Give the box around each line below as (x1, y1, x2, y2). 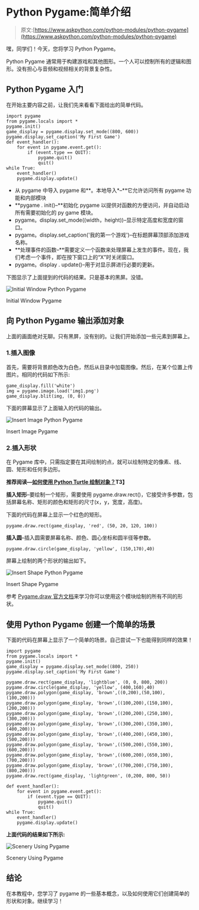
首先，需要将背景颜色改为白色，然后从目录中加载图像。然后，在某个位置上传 (6, 363, 193, 370)
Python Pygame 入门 (6, 84, 84, 95)
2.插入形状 (6, 443, 37, 452)
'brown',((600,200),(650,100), (96, 752, 174, 758)
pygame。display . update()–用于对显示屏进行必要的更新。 (14, 261, 158, 268)
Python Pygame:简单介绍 (6, 5, 131, 19)
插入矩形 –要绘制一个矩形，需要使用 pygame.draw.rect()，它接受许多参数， (6, 491, 188, 498)
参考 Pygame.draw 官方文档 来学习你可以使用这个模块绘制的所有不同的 (6, 593, 178, 600)
